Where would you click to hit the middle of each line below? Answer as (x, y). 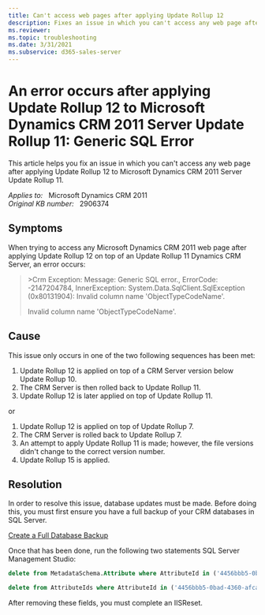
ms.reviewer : (30, 30)
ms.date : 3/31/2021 (40, 45)
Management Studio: (42, 559)
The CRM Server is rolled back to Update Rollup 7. (101, 434)
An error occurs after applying (110, 91)
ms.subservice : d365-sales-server (65, 52)
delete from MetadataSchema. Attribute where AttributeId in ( (112, 574)
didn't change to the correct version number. (92, 451)
